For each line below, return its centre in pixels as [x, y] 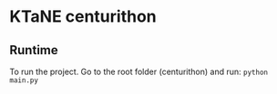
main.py [24, 80]
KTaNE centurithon [83, 17]
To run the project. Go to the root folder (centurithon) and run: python [139, 71]
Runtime [34, 50]
